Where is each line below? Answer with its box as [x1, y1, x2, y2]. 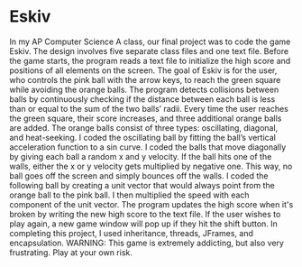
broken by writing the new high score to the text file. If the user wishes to [9, 208, 281, 219]
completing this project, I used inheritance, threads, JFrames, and [9, 227, 254, 238]
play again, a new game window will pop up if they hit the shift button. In [9, 218, 278, 229]
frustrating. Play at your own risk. [9, 246, 133, 258]
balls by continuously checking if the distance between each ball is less [9, 93, 276, 105]
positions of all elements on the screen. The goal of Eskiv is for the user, [9, 65, 278, 76]
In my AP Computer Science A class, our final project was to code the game [9, 36, 291, 47]
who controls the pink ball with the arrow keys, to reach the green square [9, 74, 281, 85]
